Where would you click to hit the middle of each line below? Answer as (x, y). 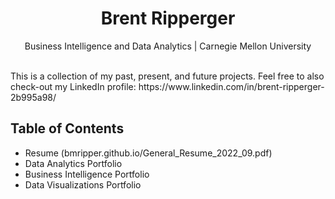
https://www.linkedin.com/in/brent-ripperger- (231, 86)
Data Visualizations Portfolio (83, 184)
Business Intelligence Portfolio (87, 174)
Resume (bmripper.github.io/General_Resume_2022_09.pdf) (148, 153)
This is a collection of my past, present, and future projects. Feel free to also (167, 76)
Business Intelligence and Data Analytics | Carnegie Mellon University (168, 46)
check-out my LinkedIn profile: (73, 86)
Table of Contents (67, 128)
